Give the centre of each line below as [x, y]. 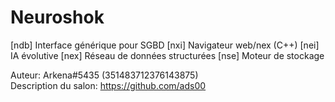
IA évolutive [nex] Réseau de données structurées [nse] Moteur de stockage [167, 55]
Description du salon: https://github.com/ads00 [108, 85]
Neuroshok [57, 17]
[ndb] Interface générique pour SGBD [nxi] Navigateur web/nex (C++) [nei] [165, 45]
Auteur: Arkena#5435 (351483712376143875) [104, 75]
